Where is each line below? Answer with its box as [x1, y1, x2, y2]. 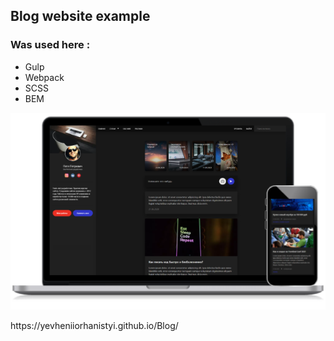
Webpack [24, 71, 65, 83]
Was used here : [10, 38, 91, 52]
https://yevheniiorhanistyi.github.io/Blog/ [10, 320, 179, 332]
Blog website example [10, 8, 151, 25]
